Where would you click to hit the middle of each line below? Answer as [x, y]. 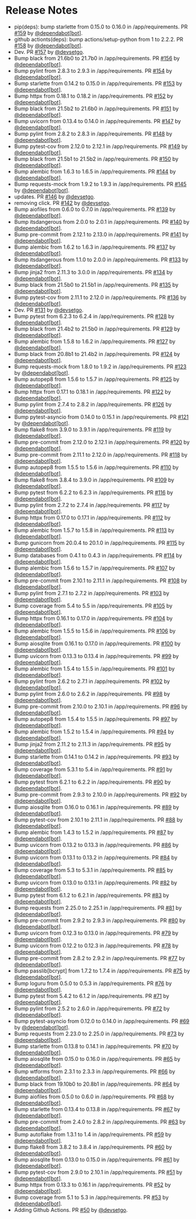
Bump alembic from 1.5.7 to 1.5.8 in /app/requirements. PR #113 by [94, 530]
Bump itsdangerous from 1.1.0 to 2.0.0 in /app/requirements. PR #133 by [101, 259]
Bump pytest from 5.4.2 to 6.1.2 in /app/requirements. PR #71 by [92, 996]
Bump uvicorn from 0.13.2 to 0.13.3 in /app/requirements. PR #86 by [96, 845]
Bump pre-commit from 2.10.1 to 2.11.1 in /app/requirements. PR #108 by [100, 580]
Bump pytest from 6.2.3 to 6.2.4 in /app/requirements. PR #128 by [94, 316]
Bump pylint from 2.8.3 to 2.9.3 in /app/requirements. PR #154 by [93, 70]
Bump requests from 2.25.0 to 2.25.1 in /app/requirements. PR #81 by [98, 907]
